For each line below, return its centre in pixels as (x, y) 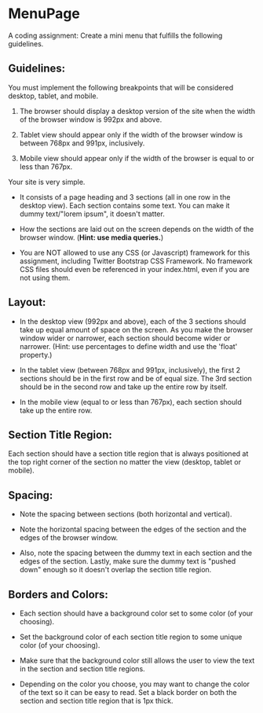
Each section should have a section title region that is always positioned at (128, 454)
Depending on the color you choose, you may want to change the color (134, 684)
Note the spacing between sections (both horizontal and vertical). (126, 514)
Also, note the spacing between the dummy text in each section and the (136, 553)
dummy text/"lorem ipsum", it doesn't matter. (92, 214)
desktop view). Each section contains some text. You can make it (124, 205)
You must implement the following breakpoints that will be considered (121, 87)
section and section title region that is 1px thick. (96, 701)
